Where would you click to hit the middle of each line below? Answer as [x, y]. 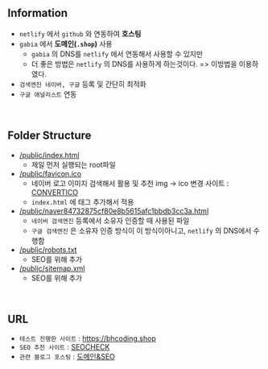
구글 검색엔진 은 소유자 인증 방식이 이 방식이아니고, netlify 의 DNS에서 [141, 230]
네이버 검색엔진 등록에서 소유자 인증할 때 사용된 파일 [110, 220]
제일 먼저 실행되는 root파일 [73, 164]
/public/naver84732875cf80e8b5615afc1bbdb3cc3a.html [114, 211]
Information [38, 13]
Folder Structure [49, 136]
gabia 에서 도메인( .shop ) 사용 [66, 44]
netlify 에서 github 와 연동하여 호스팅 [80, 33]
